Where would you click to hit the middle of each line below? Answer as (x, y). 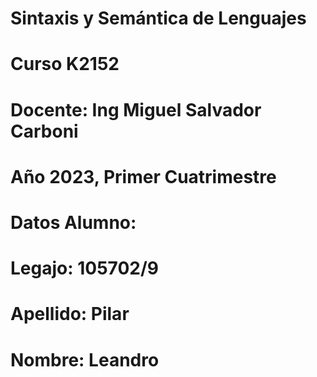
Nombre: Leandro (85, 359)
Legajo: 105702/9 (84, 268)
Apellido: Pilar (70, 314)
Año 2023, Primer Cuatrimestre (143, 176)
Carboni (44, 131)
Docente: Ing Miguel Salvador (136, 109)
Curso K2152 (65, 64)
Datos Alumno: (73, 222)
